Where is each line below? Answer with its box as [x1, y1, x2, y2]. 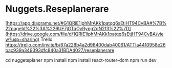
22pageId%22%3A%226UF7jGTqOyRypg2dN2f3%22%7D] [5, 25, 132, 31]
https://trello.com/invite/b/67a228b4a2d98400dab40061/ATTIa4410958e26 [5, 41, 166, 48]
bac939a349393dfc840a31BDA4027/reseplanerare [5, 47, 115, 53]
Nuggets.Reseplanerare [5, 3, 109, 15]
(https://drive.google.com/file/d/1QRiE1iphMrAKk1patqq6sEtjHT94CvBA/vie [5, 31, 164, 37]
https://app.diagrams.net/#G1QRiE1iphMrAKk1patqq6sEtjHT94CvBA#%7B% [7, 20, 167, 26]
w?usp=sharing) [5, 36, 40, 42]
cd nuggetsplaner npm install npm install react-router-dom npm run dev [5, 57, 157, 63]
